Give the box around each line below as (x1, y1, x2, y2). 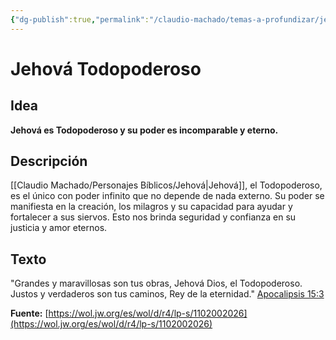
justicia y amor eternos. (10, 222, 108, 234)
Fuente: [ (10, 307, 49, 320)
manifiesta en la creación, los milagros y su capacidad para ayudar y (10, 201, 293, 213)
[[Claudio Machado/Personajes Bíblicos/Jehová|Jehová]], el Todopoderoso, (10, 179, 323, 191)
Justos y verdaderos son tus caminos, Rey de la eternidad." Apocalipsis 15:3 (10, 288, 325, 300)
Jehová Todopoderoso (10, 57, 202, 80)
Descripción (10, 153, 88, 170)
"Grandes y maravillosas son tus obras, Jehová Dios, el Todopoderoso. (10, 277, 303, 290)
